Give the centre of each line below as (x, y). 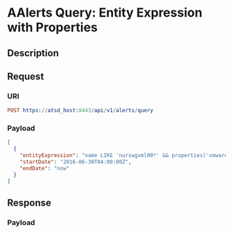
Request (26, 76)
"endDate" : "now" (45, 168)
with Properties (53, 27)
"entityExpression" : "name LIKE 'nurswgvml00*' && (94, 156)
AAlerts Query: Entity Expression (105, 13)
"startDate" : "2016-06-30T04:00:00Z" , (76, 162)
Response (29, 202)
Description (33, 53)
